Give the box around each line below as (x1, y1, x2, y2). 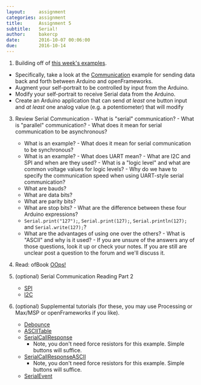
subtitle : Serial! (6, 25, 59, 32)
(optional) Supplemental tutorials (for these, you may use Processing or (14, 303, 193, 310)
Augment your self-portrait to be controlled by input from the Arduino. (14, 84, 189, 91)
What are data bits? (24, 191, 72, 198)
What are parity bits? (24, 198, 77, 205)
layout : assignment (6, 8, 66, 15)
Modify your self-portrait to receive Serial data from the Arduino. (14, 90, 176, 98)
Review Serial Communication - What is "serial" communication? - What (14, 115, 194, 122)
